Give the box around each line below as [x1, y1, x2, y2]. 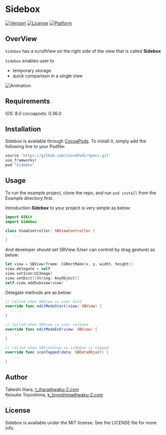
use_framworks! [5, 158, 37, 163]
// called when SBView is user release [5, 322, 89, 327]
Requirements [5, 97, 50, 106]
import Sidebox [5, 219, 37, 224]
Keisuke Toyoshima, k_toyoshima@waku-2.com [5, 391, 103, 397]
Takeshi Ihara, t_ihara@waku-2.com [5, 386, 79, 392]
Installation [5, 124, 41, 133]
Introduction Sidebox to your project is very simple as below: [5, 205, 131, 211]
